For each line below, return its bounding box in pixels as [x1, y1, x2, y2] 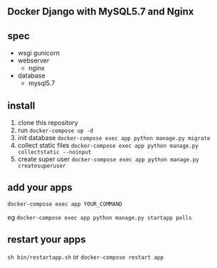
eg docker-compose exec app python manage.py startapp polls [7, 213, 192, 221]
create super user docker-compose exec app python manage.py [17, 155, 199, 164]
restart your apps [7, 234, 87, 246]
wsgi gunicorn [17, 49, 60, 58]
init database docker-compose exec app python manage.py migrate [17, 134, 211, 142]
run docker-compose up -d [17, 126, 94, 134]
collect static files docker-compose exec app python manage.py [17, 141, 199, 150]
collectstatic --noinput [17, 149, 92, 156]
